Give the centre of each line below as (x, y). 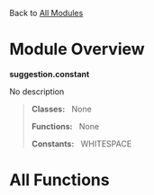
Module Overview (77, 49)
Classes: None (61, 109)
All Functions (59, 180)
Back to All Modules (46, 13)
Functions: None (65, 126)
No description (37, 91)
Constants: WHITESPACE (82, 144)
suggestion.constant (50, 74)
